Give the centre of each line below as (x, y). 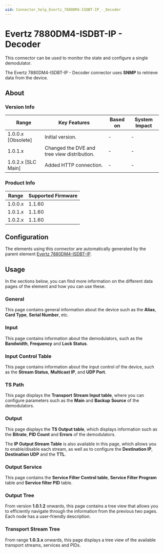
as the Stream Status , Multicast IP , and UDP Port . (56, 372)
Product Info (20, 183)
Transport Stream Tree (32, 529)
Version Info (20, 107)
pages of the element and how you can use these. (55, 286)
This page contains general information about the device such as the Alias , (81, 310)
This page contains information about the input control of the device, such (80, 367)
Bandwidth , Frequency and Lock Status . (47, 344)
